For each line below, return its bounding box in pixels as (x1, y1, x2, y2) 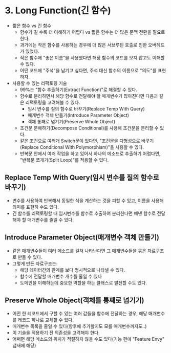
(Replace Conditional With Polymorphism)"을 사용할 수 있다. (19, 144, 144, 150)
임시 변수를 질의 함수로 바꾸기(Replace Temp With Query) (27, 105, 145, 112)
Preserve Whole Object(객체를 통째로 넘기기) (5, 296, 144, 304)
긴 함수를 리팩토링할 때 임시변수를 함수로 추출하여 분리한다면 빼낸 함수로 (12, 210, 156, 216)
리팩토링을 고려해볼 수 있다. (25, 99, 80, 105)
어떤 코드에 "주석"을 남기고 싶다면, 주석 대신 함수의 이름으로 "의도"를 (19, 67, 157, 73)
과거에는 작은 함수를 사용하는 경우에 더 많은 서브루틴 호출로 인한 (19, 41, 147, 48)
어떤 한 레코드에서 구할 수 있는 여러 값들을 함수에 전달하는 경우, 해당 (12, 311, 147, 317)
